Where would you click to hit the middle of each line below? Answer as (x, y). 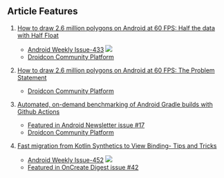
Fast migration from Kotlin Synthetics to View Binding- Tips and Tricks (117, 146)
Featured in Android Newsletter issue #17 (86, 125)
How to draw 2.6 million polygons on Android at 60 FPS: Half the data (116, 28)
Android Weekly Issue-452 (66, 160)
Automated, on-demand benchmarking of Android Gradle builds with (115, 104)
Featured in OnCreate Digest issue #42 (83, 167)
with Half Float (38, 35)
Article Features (43, 11)
